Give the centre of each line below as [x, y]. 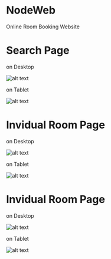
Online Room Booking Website [43, 27]
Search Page [38, 50]
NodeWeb [31, 10]
